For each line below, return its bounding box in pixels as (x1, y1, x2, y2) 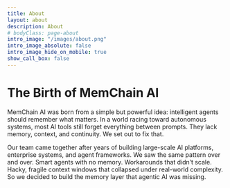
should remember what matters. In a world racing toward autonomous (7, 115, 206, 123)
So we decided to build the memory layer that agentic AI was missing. (7, 172, 206, 180)
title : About (7, 10, 45, 17)
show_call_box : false (7, 55, 70, 62)
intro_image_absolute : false (7, 42, 91, 49)
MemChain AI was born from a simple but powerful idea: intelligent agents (7, 108, 219, 116)
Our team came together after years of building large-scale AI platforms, (7, 143, 213, 151)
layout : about (7, 17, 48, 23)
